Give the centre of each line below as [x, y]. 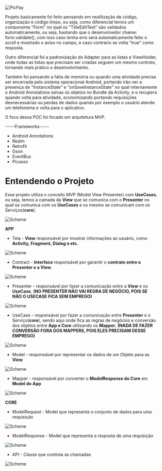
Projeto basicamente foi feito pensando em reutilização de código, [71, 17]
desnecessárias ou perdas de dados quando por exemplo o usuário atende [80, 102]
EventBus [22, 157]
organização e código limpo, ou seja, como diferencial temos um [70, 22]
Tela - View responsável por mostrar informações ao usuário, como [80, 238]
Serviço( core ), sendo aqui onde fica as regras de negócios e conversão [84, 320]
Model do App [26, 383]
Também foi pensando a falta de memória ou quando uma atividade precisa [81, 77]
